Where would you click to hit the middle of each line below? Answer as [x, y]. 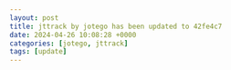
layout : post [34, 18]
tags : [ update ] [38, 52]
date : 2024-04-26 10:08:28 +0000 [73, 35]
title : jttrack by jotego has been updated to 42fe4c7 [116, 26]
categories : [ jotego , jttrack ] [69, 43]
